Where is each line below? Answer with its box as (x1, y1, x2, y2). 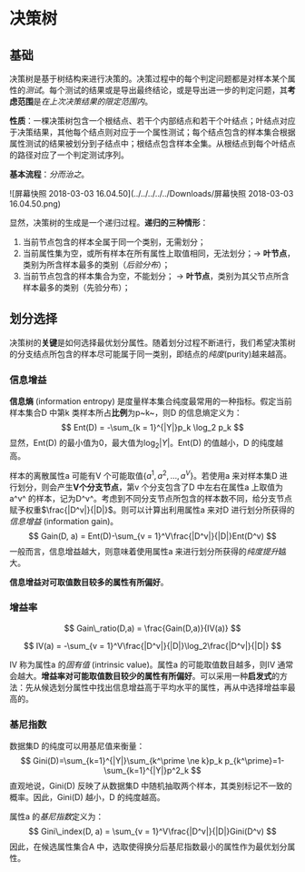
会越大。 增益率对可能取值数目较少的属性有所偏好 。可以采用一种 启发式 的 (9, 670, 280, 681)
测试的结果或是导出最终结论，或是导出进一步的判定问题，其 (64, 85, 288, 96)
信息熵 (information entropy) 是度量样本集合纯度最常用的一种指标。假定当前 (9, 396, 292, 407)
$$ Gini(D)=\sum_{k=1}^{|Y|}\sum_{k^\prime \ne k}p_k (20, 755, 223, 766)
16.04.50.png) (9, 198, 62, 209)
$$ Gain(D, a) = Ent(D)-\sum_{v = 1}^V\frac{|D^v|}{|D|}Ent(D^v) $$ (28, 530, 277, 542)
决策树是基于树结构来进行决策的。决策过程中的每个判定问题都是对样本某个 (9, 74, 288, 84)
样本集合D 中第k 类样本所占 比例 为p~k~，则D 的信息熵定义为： (9, 407, 242, 419)
